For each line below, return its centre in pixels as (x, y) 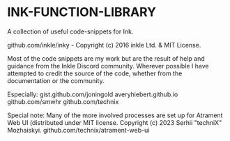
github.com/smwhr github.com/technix (63, 101)
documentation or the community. (56, 80)
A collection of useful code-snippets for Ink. (70, 31)
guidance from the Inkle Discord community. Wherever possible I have (108, 66)
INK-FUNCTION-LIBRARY (82, 12)
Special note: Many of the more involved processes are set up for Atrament (115, 115)
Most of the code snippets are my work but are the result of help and (106, 58)
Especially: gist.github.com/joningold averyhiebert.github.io (93, 94)
